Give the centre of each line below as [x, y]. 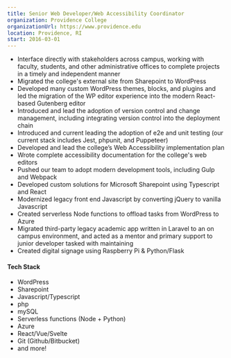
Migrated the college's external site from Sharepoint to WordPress [112, 81]
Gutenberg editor [61, 103]
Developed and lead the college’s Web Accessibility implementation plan [121, 148]
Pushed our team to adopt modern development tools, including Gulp [116, 170]
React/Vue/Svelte [42, 334]
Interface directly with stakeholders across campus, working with [111, 59]
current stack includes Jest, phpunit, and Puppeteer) [93, 140]
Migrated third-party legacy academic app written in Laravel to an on [115, 229]
